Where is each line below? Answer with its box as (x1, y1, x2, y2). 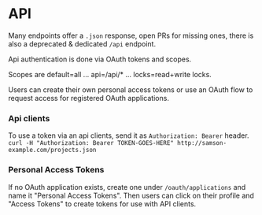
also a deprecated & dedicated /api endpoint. (8, 39, 156, 48)
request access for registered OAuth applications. (8, 93, 169, 102)
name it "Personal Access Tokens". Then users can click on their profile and (8, 191, 254, 200)
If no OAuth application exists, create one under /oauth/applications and (8, 182, 246, 191)
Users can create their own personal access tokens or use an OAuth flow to (8, 84, 253, 95)
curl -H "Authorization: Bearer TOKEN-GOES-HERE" (8, 139, 175, 147)
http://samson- (176, 139, 227, 147)
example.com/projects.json (8, 146, 97, 154)
